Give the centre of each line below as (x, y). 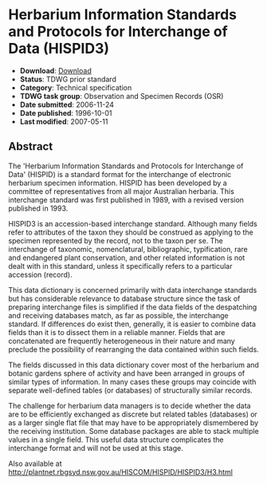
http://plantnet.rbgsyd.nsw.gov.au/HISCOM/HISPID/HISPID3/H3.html (121, 471)
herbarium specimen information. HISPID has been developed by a (118, 183)
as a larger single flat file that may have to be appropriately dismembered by (133, 422)
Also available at (35, 463)
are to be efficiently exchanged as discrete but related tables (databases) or (133, 414)
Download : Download (55, 70)
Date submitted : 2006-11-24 (67, 104)
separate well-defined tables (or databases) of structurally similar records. (130, 390)
